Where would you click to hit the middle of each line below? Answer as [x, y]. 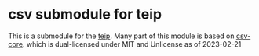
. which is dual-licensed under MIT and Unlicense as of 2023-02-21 [132, 44]
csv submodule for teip [85, 14]
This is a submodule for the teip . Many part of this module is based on [121, 36]
